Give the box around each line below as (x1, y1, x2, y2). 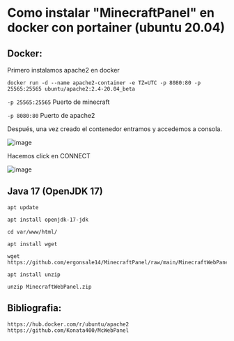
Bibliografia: (7, 302, 62, 315)
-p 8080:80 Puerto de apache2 (7, 112, 95, 119)
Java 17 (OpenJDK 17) (7, 185, 103, 197)
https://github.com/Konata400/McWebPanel (7, 326, 130, 334)
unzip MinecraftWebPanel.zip (7, 283, 92, 290)
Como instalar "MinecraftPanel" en (7, 5, 214, 21)
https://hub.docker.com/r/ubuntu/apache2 (7, 321, 130, 328)
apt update (7, 204, 39, 211)
